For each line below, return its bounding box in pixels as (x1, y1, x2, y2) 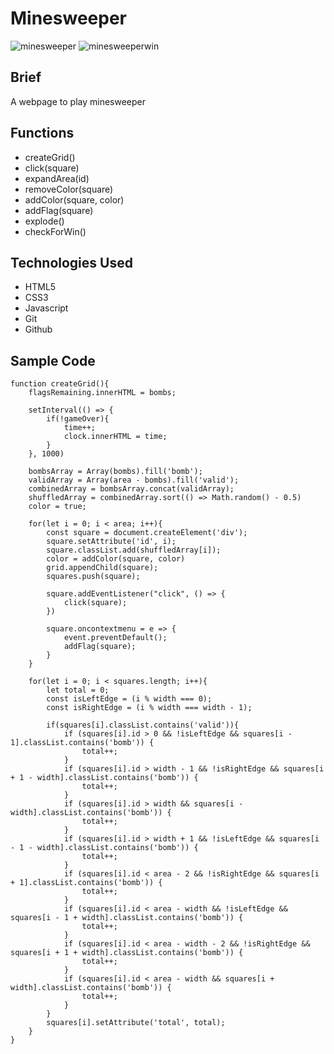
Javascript (24, 302, 69, 314)
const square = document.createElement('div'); (46, 528, 248, 538)
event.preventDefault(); (63, 633, 168, 643)
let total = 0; (46, 685, 110, 696)
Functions (10, 125, 75, 142)
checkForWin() (24, 225, 87, 237)
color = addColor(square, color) (46, 554, 186, 564)
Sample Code (10, 352, 96, 369)
